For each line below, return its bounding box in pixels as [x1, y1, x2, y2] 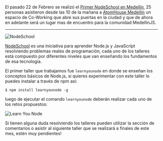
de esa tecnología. [5, 58, 42, 64]
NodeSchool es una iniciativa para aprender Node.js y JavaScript [5, 43, 135, 49]
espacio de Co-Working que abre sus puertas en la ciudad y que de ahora [5, 15, 153, 20]
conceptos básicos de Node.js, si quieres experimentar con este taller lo [5, 73, 149, 79]
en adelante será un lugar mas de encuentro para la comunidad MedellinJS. [5, 19, 157, 25]
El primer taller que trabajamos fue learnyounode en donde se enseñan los [5, 68, 153, 73]
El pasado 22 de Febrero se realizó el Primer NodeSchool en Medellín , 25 [5, 4, 151, 10]
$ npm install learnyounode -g [5, 88, 68, 92]
